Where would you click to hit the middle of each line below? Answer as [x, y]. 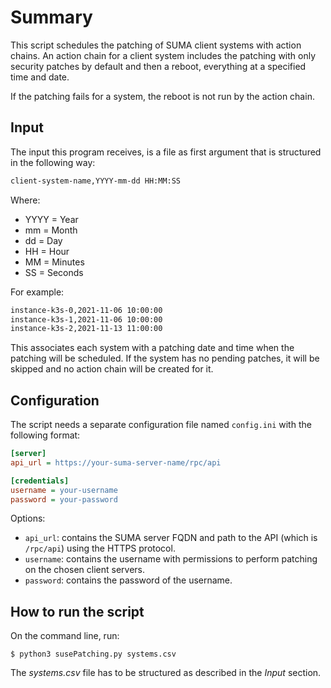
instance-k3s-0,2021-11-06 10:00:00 [86, 310]
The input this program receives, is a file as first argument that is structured [166, 152]
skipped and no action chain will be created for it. [112, 369]
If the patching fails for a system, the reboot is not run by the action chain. [162, 96]
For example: [37, 292]
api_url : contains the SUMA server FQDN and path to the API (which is [171, 538]
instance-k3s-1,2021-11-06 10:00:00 [86, 319]
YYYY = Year [51, 219]
